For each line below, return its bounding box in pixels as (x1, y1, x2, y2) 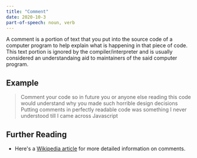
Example (6, 78, 39, 88)
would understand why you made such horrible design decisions (20, 100, 178, 107)
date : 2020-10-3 (6, 14, 46, 20)
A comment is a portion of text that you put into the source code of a (6, 36, 173, 43)
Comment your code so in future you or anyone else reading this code (20, 94, 192, 101)
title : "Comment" (6, 8, 49, 15)
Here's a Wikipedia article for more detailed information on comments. (14, 145, 186, 152)
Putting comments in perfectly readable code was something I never (20, 106, 187, 113)
